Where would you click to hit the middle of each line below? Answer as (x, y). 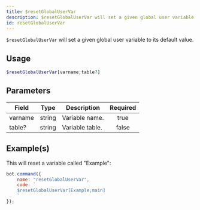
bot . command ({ (24, 174)
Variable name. (83, 118)
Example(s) (28, 149)
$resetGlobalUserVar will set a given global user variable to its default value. (100, 40)
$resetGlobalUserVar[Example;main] (61, 191)
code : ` (26, 185)
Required (123, 107)
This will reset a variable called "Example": (59, 163)
